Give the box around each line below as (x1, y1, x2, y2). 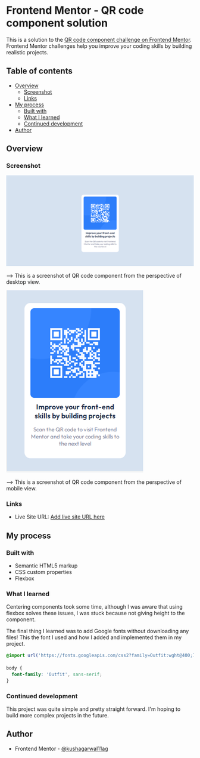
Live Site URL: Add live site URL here (14, 513, 105, 520)
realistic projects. (6, 48, 49, 56)
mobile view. (6, 485, 37, 492)
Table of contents (6, 66, 73, 76)
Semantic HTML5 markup (14, 562, 78, 569)
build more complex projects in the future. (6, 712, 109, 719)
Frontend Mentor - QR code (6, 4, 144, 17)
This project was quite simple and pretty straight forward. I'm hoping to (6, 705, 181, 713)
